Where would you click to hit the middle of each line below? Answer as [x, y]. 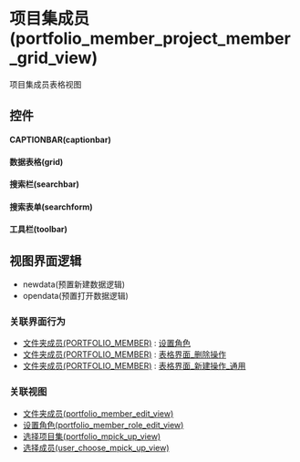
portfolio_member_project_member [153, 39]
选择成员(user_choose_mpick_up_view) [96, 447]
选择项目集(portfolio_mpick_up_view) [92, 436]
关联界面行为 [38, 322]
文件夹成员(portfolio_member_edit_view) [98, 413]
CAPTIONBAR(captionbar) [60, 139]
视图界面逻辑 [46, 261]
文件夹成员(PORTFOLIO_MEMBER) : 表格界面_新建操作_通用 [134, 366]
